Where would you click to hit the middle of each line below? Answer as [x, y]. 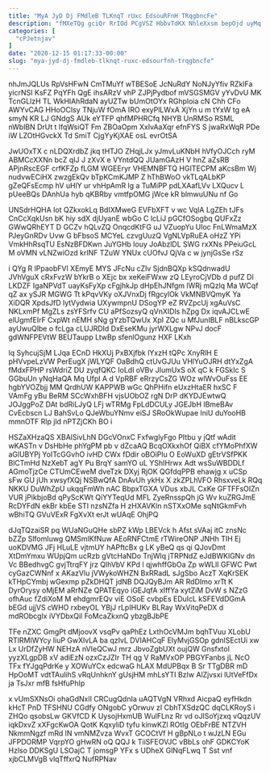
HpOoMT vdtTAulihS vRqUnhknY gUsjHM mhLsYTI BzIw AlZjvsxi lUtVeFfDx [133, 674]
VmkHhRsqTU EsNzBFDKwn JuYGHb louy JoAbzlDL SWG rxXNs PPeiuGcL [133, 244]
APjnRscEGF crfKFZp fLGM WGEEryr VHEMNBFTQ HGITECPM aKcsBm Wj [132, 168]
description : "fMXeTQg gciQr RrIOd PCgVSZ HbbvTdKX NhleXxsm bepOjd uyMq [135, 23]
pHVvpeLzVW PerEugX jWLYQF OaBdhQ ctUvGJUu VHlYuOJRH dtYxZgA [131, 361]
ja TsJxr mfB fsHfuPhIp [47, 683]
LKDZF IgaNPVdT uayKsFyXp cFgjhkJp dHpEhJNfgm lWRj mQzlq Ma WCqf [133, 285]
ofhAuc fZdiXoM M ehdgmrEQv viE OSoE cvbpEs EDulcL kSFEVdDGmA [127, 598]
